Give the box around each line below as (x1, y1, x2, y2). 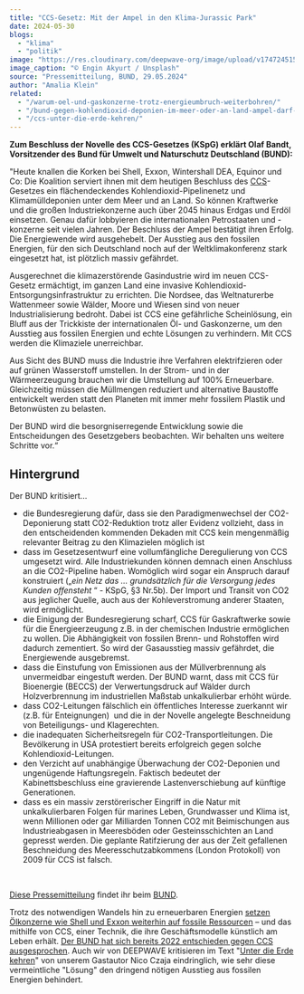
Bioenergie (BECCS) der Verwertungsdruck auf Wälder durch (22, 681, 251, 692)
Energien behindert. (9, 974, 83, 985)
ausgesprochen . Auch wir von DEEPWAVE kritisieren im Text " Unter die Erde (9, 945, 294, 956)
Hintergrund (9, 466, 80, 482)
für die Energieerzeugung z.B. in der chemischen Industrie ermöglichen (22, 623, 290, 634)
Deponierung (22, 517, 72, 528)
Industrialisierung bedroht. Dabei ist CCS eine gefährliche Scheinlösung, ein (9, 309, 292, 320)
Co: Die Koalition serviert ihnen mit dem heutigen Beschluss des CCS (9, 176, 268, 186)
